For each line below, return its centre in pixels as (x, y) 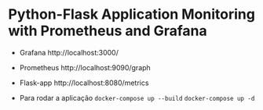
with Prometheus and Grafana (108, 31)
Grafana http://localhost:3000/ (69, 52)
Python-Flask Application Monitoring (131, 14)
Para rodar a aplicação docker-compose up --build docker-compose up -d (137, 98)
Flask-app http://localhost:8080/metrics (84, 83)
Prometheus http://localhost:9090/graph (85, 67)
